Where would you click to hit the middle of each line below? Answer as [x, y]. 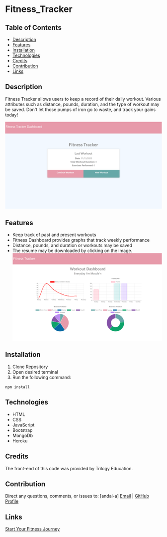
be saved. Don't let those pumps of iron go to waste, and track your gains [80, 109]
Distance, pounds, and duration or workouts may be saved [72, 246]
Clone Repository [30, 367]
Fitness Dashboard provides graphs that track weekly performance [81, 240]
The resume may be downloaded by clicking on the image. [72, 251]
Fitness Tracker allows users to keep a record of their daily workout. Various [83, 99]
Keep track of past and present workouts [54, 235]
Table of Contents [34, 28]
